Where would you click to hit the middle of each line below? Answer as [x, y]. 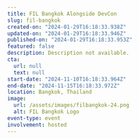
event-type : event [34, 118]
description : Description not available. [68, 53]
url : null [28, 66]
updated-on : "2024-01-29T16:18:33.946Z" [67, 33]
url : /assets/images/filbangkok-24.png [72, 105]
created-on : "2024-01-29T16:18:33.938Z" [67, 27]
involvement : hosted [37, 125]
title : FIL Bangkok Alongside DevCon [62, 14]
